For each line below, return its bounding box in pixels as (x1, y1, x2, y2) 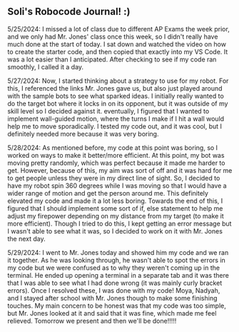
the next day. (7, 234, 46, 243)
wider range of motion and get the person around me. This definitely (7, 188, 209, 197)
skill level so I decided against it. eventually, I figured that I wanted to (7, 106, 210, 115)
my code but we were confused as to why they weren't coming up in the (7, 263, 220, 272)
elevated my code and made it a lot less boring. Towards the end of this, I (7, 196, 223, 205)
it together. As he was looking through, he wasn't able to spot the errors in (7, 256, 226, 264)
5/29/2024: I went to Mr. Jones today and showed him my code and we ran (7, 248, 229, 256)
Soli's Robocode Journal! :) (7, 6, 131, 18)
